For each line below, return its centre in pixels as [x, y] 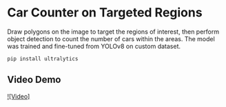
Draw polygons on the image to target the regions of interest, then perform [113, 32]
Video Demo [34, 80]
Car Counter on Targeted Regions [105, 13]
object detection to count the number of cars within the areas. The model [111, 38]
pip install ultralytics [43, 59]
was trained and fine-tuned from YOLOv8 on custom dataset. [94, 46]
